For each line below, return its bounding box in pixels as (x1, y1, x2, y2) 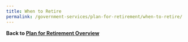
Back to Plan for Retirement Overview (6, 29, 100, 36)
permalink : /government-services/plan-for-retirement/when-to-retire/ (6, 14, 183, 20)
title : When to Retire (6, 8, 62, 14)
